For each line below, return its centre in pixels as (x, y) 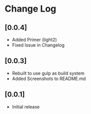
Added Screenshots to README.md (49, 79)
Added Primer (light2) (34, 40)
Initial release (26, 106)
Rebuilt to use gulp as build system (48, 73)
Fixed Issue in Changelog (38, 45)
